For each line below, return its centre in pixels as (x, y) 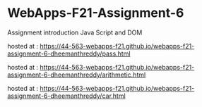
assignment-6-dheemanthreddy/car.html (66, 96)
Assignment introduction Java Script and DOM (75, 32)
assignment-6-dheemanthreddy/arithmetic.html (77, 75)
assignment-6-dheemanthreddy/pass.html (69, 53)
